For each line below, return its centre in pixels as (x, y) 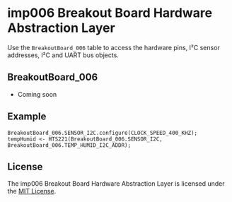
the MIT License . (32, 191)
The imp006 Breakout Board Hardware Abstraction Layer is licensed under (116, 184)
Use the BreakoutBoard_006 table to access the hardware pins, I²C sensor (114, 47)
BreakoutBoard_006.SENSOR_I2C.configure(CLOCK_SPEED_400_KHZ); (103, 133)
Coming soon (37, 94)
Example (27, 117)
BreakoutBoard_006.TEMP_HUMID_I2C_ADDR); (69, 145)
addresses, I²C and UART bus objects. (63, 55)
